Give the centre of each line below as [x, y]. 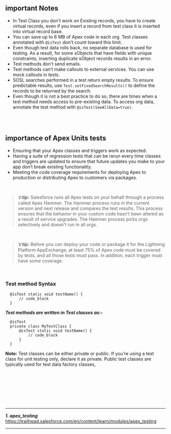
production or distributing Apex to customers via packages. [75, 177]
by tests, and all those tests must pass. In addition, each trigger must [90, 255]
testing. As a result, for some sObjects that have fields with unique [82, 53]
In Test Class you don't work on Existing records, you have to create [84, 20]
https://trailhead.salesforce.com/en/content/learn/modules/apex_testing [81, 421]
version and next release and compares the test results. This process [90, 208]
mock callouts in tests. [36, 74]
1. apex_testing [22, 416]
